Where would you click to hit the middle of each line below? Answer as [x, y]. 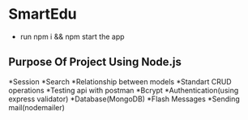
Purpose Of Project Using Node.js [95, 62]
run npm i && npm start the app [72, 36]
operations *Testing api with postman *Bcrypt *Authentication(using [124, 90]
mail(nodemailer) [36, 107]
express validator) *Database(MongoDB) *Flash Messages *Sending [124, 99]
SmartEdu [43, 14]
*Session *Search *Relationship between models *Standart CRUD [120, 81]
